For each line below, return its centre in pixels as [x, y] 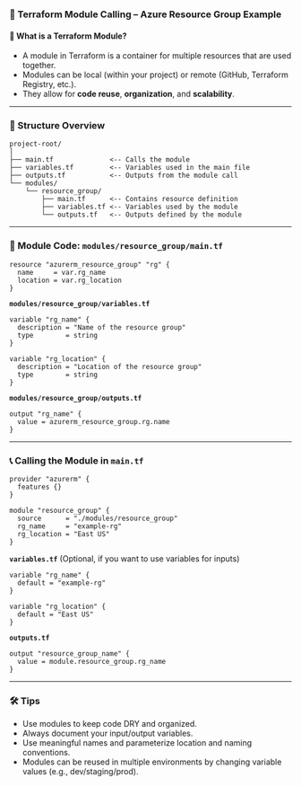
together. [39, 66]
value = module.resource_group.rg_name [92, 662]
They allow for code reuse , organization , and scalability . [129, 94]
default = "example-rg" [61, 583]
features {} [40, 487]
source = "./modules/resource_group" [98, 519]
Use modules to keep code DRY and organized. [109, 724]
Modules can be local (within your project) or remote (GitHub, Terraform [155, 75]
